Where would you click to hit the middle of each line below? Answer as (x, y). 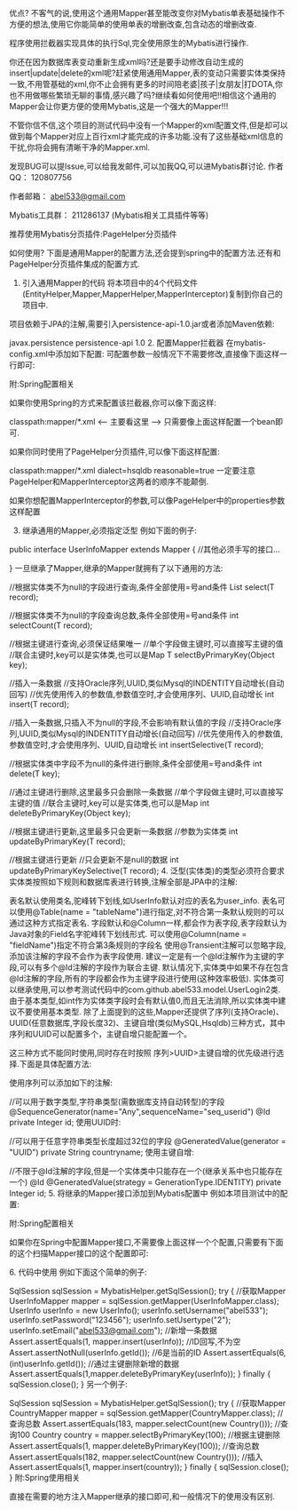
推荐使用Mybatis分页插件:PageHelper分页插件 (93, 234)
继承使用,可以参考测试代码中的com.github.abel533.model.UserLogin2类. (149, 989)
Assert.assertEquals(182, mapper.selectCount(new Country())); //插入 (136, 1457)
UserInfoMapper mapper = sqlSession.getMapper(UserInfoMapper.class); (144, 1301)
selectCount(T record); (51, 625)
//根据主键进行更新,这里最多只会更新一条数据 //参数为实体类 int (124, 831)
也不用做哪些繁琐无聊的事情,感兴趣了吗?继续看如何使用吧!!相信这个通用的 (143, 95)
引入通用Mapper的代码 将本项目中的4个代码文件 (110, 283)
